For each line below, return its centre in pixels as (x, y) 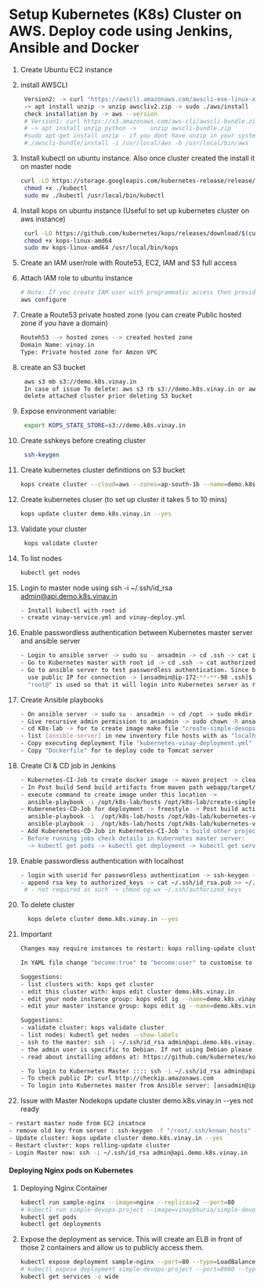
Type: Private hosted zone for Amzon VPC (89, 352)
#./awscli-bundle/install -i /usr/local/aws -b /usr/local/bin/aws (136, 143)
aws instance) (43, 218)
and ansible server (50, 641)
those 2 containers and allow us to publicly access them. (112, 1248)
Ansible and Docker (74, 48)
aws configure (43, 300)
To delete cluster (47, 905)
